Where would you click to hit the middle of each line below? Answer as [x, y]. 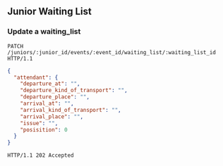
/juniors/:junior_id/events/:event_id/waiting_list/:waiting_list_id [112, 52]
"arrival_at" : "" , [47, 104]
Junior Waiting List [49, 12]
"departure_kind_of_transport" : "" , [74, 91]
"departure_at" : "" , [50, 84]
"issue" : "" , [39, 123]
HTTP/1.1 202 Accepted [41, 155]
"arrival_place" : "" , [52, 116]
